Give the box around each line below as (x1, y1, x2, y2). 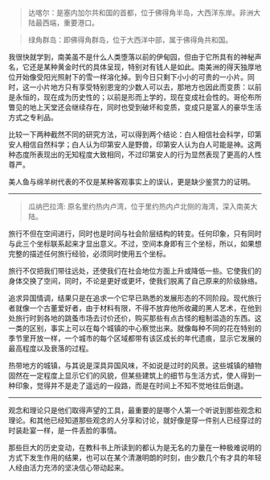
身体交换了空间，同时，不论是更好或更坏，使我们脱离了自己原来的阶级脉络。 (8, 276, 262, 285)
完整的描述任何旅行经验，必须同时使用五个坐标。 (8, 249, 170, 259)
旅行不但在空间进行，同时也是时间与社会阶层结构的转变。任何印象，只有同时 (8, 229, 262, 238)
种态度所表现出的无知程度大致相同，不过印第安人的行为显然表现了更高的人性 (8, 150, 262, 159)
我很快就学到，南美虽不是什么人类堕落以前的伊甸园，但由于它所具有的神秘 (8, 52, 255, 61)
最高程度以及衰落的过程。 (8, 344, 93, 353)
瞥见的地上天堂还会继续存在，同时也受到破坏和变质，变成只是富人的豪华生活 (8, 102, 262, 112)
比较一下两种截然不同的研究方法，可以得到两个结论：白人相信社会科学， (8, 130, 247, 139)
